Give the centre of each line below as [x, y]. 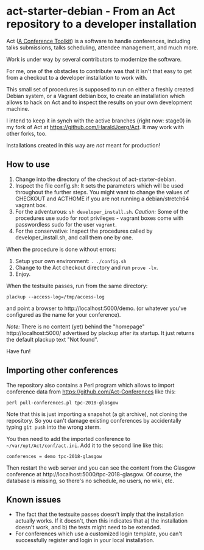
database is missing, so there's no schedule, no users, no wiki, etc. [90, 481]
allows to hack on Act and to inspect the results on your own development [99, 102]
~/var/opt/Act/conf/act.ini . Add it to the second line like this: [85, 445]
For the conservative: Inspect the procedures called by [84, 231]
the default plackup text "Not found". [52, 339]
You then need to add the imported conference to [69, 439]
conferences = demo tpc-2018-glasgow [54, 456]
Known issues [34, 500]
